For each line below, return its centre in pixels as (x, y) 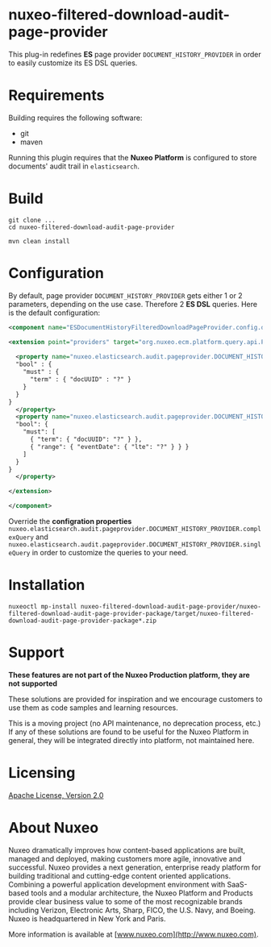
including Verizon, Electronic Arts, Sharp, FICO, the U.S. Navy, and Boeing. (132, 910)
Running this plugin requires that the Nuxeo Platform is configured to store (133, 157)
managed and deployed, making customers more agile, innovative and (125, 858)
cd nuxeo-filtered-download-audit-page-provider (92, 227)
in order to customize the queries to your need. (110, 552)
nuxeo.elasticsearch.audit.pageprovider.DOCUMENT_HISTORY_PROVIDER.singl (135, 545)
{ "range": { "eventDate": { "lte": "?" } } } (109, 447)
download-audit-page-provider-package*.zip (83, 621)
